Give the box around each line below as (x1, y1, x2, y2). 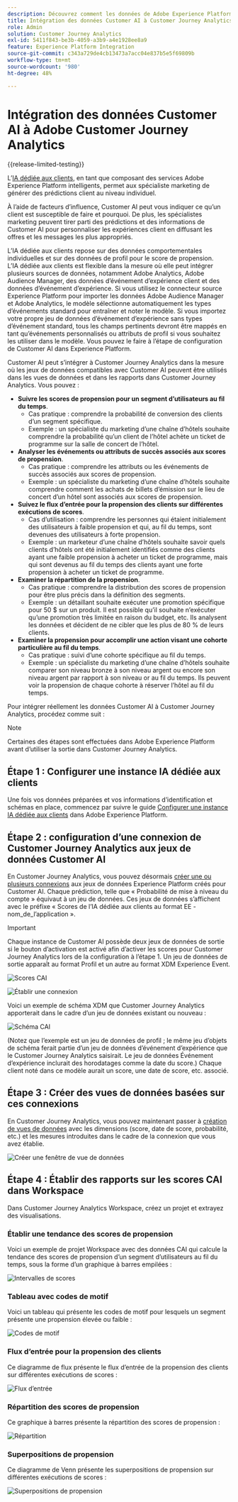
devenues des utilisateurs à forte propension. (28, 530, 161, 539)
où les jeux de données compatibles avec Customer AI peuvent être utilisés (7, 366, 227, 375)
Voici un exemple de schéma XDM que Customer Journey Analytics (7, 1001, 205, 1010)
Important (7, 924, 36, 932)
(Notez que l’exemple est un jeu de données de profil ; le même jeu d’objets (7, 1037, 227, 1045)
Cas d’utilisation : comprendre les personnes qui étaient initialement (28, 515, 227, 524)
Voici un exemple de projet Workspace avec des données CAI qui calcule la (7, 1244, 228, 1253)
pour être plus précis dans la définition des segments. (28, 590, 186, 600)
